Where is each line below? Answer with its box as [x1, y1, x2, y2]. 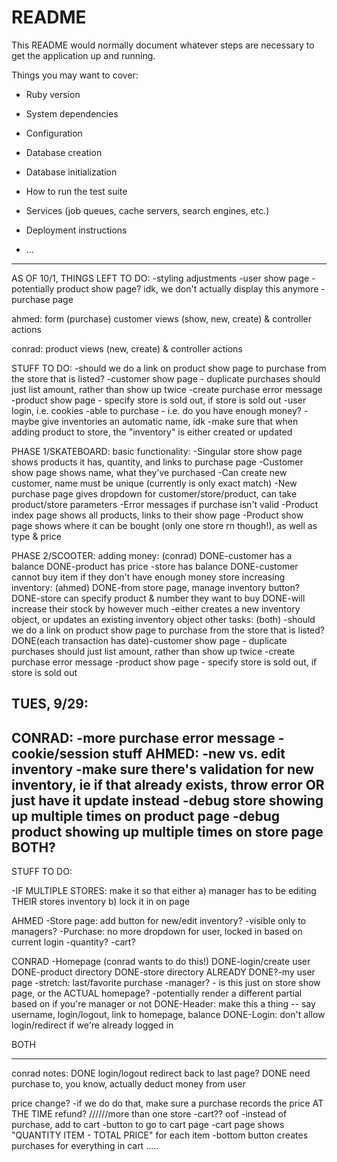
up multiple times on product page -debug [11, 807, 281, 825]
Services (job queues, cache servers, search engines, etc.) [25, 204, 270, 216]
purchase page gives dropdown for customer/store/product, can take [11, 487, 298, 500]
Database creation [25, 146, 103, 158]
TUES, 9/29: [11, 696, 89, 713]
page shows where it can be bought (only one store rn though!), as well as [11, 519, 318, 531]
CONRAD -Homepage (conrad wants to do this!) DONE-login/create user [11, 956, 311, 968]
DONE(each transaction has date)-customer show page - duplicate [11, 634, 288, 646]
